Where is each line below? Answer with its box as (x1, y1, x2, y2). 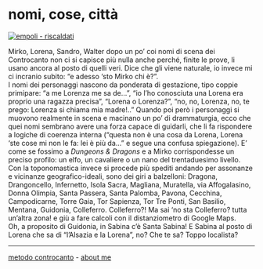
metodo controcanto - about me (8, 253, 112, 262)
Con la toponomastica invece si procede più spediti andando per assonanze (8, 163, 253, 173)
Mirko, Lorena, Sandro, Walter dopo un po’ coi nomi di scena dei (8, 46, 215, 56)
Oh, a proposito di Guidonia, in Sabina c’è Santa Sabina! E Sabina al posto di (8, 221, 253, 231)
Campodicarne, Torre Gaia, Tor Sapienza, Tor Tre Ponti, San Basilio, (8, 196, 226, 205)
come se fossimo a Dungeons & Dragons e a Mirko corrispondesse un (8, 147, 235, 156)
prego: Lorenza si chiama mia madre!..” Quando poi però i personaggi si (8, 104, 240, 115)
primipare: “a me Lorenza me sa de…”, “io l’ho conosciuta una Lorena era (8, 88, 244, 97)
